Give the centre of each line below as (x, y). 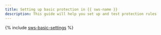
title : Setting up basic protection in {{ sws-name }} (61, 9)
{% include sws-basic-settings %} (39, 27)
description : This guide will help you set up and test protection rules (81, 14)
